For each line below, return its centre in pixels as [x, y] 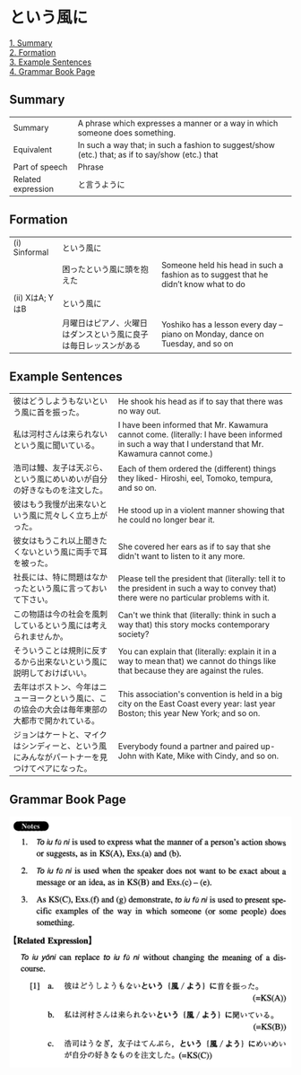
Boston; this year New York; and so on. [189, 712]
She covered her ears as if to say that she [194, 546]
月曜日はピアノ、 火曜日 [105, 323]
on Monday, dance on [224, 334]
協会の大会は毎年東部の [64, 710]
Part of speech [40, 167]
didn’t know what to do [203, 284]
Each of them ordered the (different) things [197, 469]
